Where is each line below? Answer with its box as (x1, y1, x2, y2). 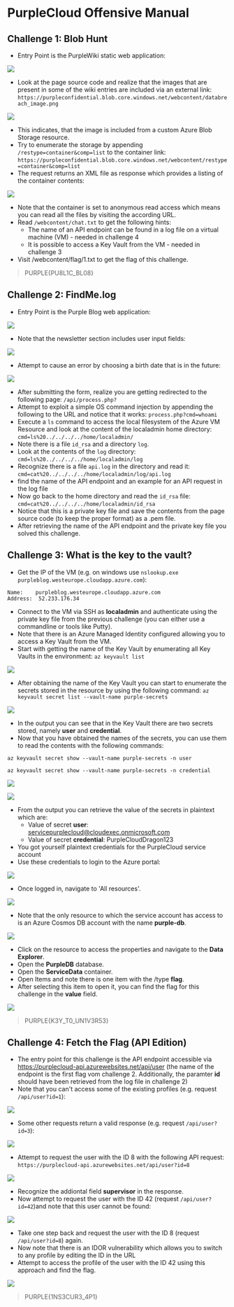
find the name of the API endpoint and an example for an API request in (17, 477, 223, 485)
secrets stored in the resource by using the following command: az (17, 686, 210, 694)
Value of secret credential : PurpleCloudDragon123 (27, 835, 174, 844)
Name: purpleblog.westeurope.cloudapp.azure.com (7, 589, 161, 596)
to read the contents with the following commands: (17, 741, 164, 750)
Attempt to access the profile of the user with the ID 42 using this (17, 1259, 206, 1267)
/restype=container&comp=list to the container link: (17, 148, 166, 156)
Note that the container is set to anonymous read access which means (17, 203, 221, 211)
